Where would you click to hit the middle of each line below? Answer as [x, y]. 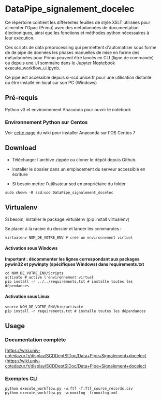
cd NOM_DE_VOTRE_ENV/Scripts [34, 273]
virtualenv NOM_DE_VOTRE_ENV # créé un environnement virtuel [69, 237]
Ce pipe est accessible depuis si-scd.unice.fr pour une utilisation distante [78, 77]
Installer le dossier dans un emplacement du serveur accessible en [79, 169]
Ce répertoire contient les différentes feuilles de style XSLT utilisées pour [78, 22]
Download [21, 148]
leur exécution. [20, 38]
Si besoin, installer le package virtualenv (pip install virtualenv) [67, 219]
